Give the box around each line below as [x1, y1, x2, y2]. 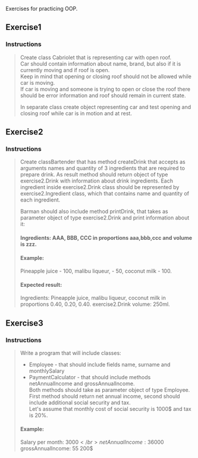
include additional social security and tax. [29, 399, 131, 406]
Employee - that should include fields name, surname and [29, 361, 171, 369]
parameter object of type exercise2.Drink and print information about [20, 214, 190, 221]
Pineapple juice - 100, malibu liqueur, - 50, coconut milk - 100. [20, 268, 172, 275]
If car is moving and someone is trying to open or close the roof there [20, 85, 191, 92]
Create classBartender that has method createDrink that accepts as [20, 158, 186, 166]
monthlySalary [29, 367, 65, 375]
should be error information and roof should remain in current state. [20, 92, 186, 99]
